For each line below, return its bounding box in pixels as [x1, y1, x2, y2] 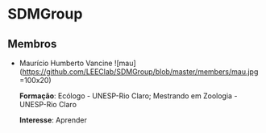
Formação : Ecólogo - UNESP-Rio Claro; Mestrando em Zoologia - [19, 91, 238, 101]
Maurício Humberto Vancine [19, 58, 113, 68]
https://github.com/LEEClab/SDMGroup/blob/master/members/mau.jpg [22, 67, 259, 77]
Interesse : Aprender [19, 115, 88, 125]
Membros [7, 37, 57, 51]
